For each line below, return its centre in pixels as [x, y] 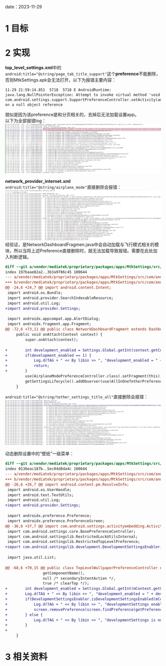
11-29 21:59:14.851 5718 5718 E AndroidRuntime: [58, 90]
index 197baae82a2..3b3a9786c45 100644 [46, 272]
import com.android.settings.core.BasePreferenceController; [71, 531]
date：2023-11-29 [23, 7]
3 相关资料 [26, 657]
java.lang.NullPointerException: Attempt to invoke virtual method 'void [83, 95]
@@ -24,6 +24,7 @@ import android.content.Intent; [58, 288]
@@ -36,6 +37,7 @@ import [32, 526]
